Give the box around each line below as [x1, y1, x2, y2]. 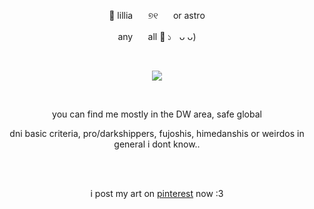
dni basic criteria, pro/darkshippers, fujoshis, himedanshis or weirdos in [9, 128, 305, 139]
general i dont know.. [113, 138, 201, 150]
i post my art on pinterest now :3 [90, 188, 224, 199]
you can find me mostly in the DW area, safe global [52, 108, 262, 120]
